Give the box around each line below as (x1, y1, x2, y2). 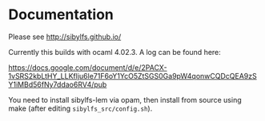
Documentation (8, 6, 114, 24)
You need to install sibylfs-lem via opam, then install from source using (8, 95, 242, 104)
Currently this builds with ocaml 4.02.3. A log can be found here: (8, 47, 222, 57)
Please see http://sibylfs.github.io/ (8, 32, 122, 41)
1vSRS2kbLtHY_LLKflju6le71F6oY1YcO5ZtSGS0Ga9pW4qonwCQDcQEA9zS (8, 71, 258, 80)
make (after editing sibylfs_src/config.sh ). (8, 103, 153, 113)
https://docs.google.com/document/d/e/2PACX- (8, 62, 167, 72)
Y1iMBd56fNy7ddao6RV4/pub (8, 80, 107, 89)
